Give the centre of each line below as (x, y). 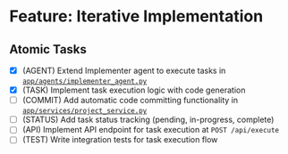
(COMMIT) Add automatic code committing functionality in (130, 101)
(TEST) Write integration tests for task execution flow (120, 140)
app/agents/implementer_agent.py (85, 82)
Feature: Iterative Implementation (136, 16)
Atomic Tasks (48, 49)
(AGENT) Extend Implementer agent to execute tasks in (124, 70)
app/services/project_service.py (85, 111)
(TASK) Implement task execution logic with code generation (134, 90)
